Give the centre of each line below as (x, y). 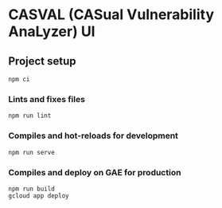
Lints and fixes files (47, 99)
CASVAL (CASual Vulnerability (111, 15)
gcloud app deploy (39, 196)
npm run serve (32, 152)
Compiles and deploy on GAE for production (95, 172)
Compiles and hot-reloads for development (93, 135)
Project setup (43, 61)
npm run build (32, 189)
